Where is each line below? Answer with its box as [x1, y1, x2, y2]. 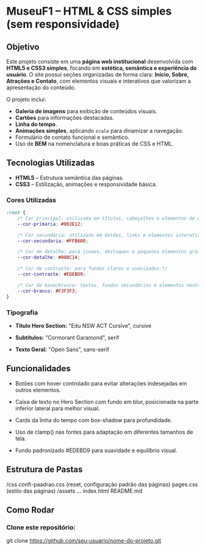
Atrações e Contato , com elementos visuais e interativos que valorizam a [6, 78, 191, 84]
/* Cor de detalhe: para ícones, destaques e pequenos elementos [17, 249, 187, 255]
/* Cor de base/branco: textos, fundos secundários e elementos [17, 282, 184, 288]
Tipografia [6, 308, 38, 316]
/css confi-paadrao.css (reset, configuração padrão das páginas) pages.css [6, 480, 198, 488]
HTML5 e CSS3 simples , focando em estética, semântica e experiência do [6, 64, 197, 72]
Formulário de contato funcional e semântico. [15, 133, 130, 141]
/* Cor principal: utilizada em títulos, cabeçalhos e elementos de [17, 215, 195, 221]
